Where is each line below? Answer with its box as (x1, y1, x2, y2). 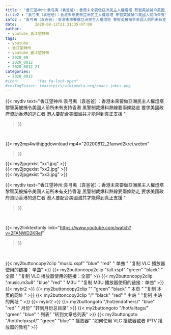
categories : (5, 69, 31, 74)
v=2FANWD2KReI (5, 230, 42, 236)
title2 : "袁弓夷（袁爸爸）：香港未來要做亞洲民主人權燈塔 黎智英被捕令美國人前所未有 (5, 12, 165, 17)
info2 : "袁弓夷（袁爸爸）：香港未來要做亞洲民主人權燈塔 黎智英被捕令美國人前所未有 (5, 17, 163, 22)
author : (5, 27, 22, 32)
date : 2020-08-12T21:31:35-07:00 (5, 21, 93, 27)
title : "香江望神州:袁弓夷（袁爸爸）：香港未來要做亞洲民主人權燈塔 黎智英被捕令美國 (5, 7, 165, 13)
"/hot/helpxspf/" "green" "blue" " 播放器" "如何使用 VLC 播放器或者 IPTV (5, 317, 157, 324)
